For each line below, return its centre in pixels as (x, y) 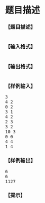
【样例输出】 (21, 161)
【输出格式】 (21, 66)
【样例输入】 (21, 86)
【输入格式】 (21, 47)
